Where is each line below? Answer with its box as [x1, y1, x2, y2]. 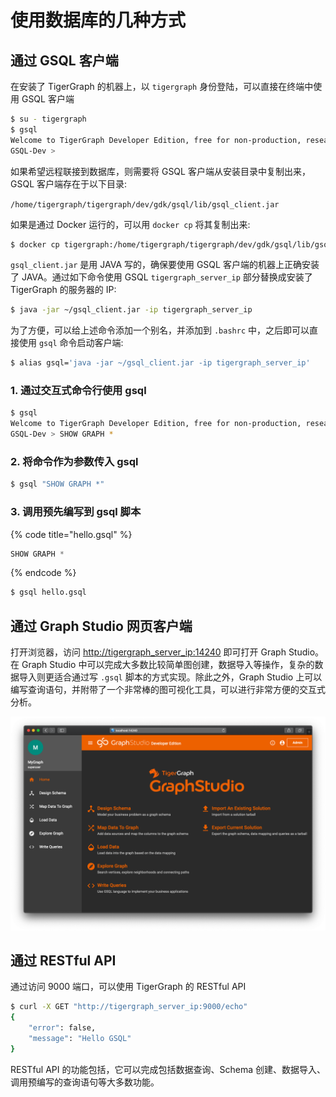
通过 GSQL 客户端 [10, 52, 119, 69]
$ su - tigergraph [10, 114, 87, 124]
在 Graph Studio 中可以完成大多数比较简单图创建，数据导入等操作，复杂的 [10, 659, 315, 671]
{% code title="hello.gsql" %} [10, 528, 133, 540]
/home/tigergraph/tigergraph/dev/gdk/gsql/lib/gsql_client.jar [10, 199, 280, 210]
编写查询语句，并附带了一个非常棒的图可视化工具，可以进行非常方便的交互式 [10, 684, 326, 696]
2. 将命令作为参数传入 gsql [10, 454, 139, 468]
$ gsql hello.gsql [10, 587, 87, 598]
